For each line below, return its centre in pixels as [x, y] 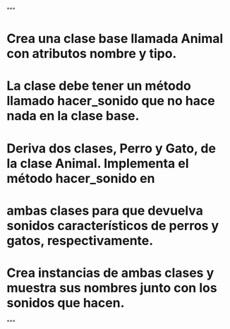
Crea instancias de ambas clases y [110, 273]
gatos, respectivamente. [80, 240]
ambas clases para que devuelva [105, 210]
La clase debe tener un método [99, 86]
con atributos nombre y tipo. [92, 54]
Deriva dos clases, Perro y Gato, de [111, 148]
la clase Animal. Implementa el [98, 163]
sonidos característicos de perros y [113, 226]
